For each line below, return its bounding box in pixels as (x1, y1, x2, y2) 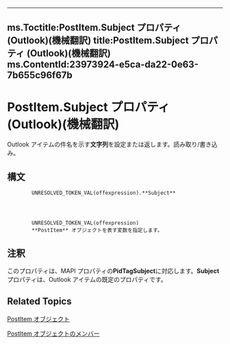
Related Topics (7, 296, 72, 308)
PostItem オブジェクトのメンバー (7, 329, 101, 337)
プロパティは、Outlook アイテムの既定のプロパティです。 (7, 275, 167, 284)
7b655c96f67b (7, 69, 73, 81)
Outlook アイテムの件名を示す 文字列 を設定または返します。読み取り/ (7, 140, 200, 148)
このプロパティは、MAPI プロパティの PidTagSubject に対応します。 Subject (7, 266, 220, 275)
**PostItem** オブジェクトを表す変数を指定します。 (31, 227, 163, 234)
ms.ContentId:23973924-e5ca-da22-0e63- (7, 59, 199, 71)
